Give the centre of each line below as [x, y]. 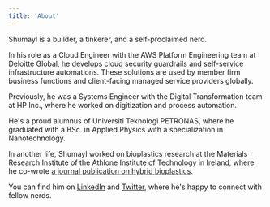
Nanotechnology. [37, 138]
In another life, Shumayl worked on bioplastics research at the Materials [128, 153]
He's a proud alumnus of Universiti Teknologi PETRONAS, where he [121, 121]
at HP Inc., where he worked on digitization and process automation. [123, 105]
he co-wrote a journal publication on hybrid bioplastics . [101, 170]
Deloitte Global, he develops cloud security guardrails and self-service [126, 63]
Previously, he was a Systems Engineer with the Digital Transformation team [135, 96]
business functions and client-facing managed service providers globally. [131, 80]
